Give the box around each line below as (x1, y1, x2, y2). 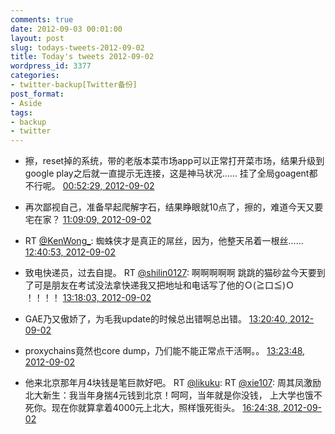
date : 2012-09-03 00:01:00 (10, 24, 123, 34)
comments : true (10, 14, 74, 25)
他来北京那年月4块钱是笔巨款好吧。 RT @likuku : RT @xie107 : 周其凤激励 (24, 377, 322, 389)
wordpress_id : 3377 (10, 61, 92, 71)
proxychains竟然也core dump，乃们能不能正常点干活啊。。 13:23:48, (24, 345, 306, 357)
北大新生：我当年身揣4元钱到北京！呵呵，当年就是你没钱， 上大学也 (24, 389, 305, 401)
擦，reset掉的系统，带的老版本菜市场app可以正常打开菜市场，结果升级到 (24, 155, 325, 167)
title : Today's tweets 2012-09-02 (10, 52, 155, 62)
